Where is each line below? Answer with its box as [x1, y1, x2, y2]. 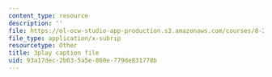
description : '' [8, 19, 63, 27]
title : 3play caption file [8, 49, 100, 57]
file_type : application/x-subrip [8, 34, 121, 43]
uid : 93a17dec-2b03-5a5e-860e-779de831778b [8, 57, 158, 65]
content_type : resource [8, 11, 89, 20]
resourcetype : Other [8, 42, 79, 50]
